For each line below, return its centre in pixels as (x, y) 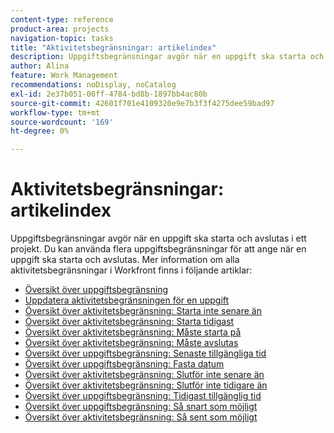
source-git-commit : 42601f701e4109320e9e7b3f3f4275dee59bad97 (142, 103)
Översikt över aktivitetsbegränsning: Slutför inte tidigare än (146, 385)
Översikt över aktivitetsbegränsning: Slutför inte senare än (144, 375)
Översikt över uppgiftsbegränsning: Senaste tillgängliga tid (145, 353)
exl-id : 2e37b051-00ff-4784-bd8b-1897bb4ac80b (109, 94)
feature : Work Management (64, 76)
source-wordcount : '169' (62, 122)
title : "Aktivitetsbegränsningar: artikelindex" (113, 47)
